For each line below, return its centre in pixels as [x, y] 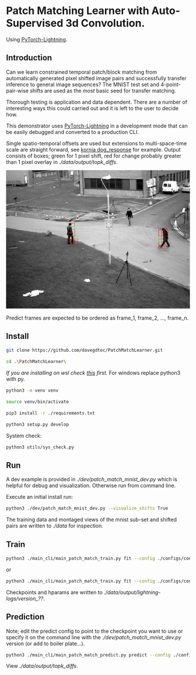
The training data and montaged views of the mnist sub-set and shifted [91, 520]
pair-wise [17, 90]
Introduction [29, 58]
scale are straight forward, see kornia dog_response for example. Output [93, 149]
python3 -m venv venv [32, 390]
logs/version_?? [25, 598]
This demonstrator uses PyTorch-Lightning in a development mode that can [97, 126]
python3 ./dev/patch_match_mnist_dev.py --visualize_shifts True [87, 508]
